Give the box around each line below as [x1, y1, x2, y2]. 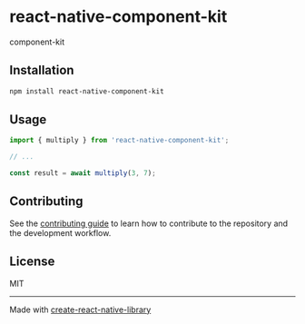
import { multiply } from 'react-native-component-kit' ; [9, 136, 230, 145]
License [9, 254, 55, 270]
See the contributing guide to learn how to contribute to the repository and [9, 218, 289, 229]
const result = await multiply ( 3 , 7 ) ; [9, 169, 156, 178]
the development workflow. [9, 227, 112, 238]
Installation [9, 63, 74, 78]
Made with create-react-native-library [9, 304, 152, 315]
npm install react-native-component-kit [9, 86, 165, 96]
